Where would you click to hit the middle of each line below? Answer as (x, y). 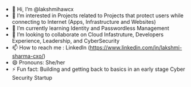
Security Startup (32, 78)
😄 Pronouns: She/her (38, 62)
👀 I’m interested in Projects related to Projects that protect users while (98, 15)
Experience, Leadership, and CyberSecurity (66, 41)
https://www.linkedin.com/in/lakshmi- (136, 47)
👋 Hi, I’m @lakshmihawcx (43, 9)
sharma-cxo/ (27, 56)
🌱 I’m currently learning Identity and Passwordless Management (90, 28)
